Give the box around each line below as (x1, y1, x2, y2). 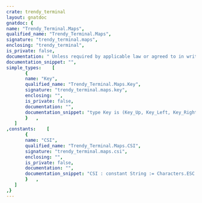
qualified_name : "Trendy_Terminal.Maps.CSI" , (25, 142, 141, 149)
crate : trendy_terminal (6, 8, 66, 15)
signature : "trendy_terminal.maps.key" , (25, 87, 128, 93)
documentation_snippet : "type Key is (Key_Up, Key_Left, (25, 109, 171, 115)
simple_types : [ (6, 64, 55, 71)
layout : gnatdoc (6, 14, 47, 20)
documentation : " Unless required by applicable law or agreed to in (6, 53, 185, 59)
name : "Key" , (25, 76, 58, 82)
